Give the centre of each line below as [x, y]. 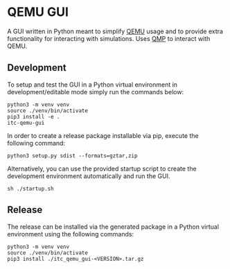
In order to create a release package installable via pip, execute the [103, 135]
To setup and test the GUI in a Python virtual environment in [92, 85]
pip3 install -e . [34, 116]
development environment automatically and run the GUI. [89, 176]
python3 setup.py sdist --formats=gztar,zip [72, 156]
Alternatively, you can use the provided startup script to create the [102, 168]
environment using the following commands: [70, 234]
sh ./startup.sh [30, 189]
